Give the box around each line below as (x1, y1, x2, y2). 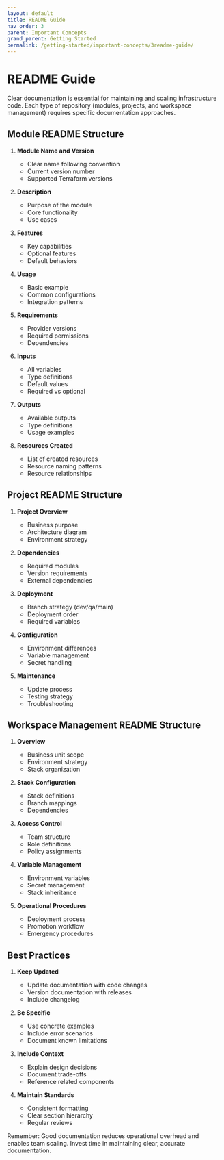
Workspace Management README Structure (7, 719, 201, 731)
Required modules (27, 562, 79, 570)
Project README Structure (7, 489, 123, 501)
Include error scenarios (27, 1029, 94, 1037)
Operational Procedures (16, 902, 87, 910)
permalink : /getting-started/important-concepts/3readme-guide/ (7, 42, 194, 49)
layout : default (7, 10, 53, 17)
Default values (27, 379, 68, 388)
